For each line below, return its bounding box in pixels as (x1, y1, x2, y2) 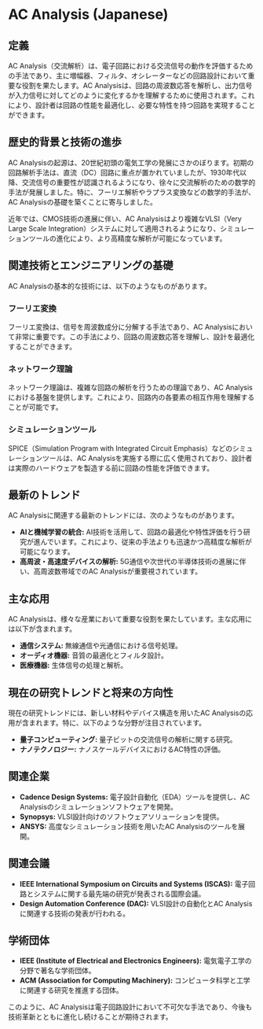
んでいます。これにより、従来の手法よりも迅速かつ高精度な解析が (40, 537, 253, 547)
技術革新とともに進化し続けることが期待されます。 (8, 1012, 173, 1022)
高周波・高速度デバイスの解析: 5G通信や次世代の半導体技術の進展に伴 (19, 557, 247, 566)
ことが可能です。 (8, 403, 63, 412)
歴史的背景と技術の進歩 (8, 135, 122, 149)
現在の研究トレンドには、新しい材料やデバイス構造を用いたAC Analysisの (8, 708, 247, 717)
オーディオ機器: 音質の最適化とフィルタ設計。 (19, 651, 169, 660)
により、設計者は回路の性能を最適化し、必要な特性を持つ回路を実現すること (8, 101, 256, 109)
